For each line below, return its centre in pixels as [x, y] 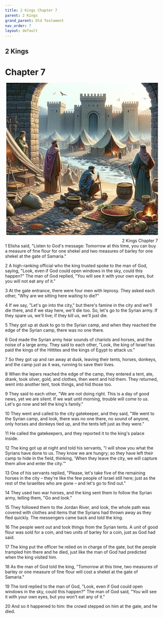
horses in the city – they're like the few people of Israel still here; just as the [80, 478]
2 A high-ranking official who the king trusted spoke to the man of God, [76, 266]
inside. [12, 439]
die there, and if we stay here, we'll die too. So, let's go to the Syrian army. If [81, 310]
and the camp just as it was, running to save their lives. [60, 365]
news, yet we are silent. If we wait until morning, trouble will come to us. [77, 399]
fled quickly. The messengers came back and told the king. [64, 518]
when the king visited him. [31, 557]
